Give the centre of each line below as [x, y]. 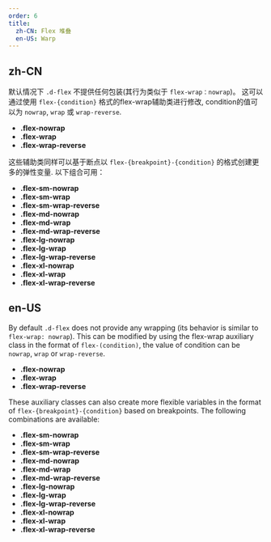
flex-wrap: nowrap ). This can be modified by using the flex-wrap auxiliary [131, 336]
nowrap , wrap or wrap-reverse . [57, 354]
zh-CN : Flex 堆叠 [44, 31]
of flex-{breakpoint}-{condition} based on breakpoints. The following [127, 410]
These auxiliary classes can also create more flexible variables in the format [135, 402]
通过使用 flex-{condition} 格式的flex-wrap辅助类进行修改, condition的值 [130, 102]
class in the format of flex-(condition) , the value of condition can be [124, 345]
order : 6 [23, 16]
